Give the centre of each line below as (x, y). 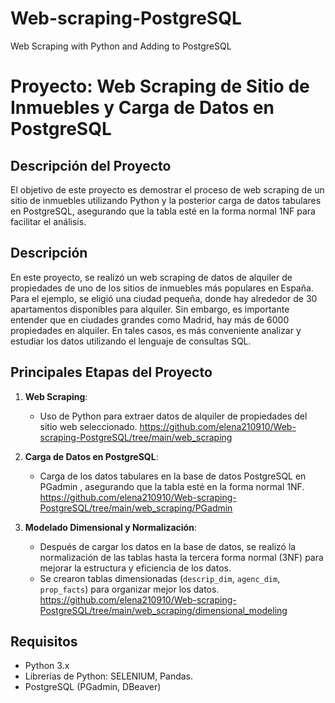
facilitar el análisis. (48, 221)
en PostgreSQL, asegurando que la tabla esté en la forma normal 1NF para (163, 211)
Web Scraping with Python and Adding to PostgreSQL (121, 46)
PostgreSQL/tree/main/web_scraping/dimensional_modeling (163, 610)
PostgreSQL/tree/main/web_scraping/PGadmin (136, 508)
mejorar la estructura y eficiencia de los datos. (135, 568)
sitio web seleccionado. (88, 426)
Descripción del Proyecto (91, 165)
